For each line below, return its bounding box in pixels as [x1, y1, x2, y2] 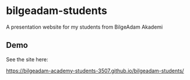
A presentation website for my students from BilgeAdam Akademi [6, 23, 163, 30]
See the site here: [6, 55, 48, 62]
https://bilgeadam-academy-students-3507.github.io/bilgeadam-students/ [6, 67, 185, 74]
